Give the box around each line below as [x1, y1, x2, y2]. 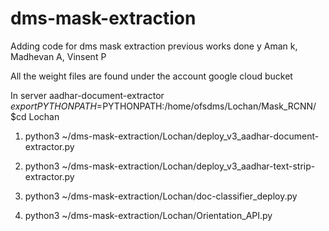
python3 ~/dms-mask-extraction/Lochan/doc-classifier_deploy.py [24, 190, 298, 202]
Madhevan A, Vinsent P [10, 50, 107, 62]
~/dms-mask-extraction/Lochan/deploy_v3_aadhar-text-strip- [61, 160, 316, 172]
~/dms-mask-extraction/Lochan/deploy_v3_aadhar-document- [61, 130, 320, 142]
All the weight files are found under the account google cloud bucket [10, 70, 293, 82]
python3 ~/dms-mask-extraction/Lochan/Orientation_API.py [24, 209, 273, 221]
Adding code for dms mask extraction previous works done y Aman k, [10, 40, 298, 52]
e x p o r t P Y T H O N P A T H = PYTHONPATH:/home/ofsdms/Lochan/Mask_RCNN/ [10, 100, 317, 112]
